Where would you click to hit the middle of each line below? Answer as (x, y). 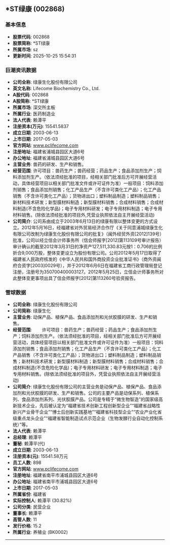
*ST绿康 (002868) (35, 9)
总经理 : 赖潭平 (27, 437)
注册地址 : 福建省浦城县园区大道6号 (49, 151)
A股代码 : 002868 (31, 95)
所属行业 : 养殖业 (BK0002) (40, 532)
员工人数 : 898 (27, 463)
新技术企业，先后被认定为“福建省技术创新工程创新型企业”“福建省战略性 (87, 406)
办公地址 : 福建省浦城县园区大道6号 (49, 158)
